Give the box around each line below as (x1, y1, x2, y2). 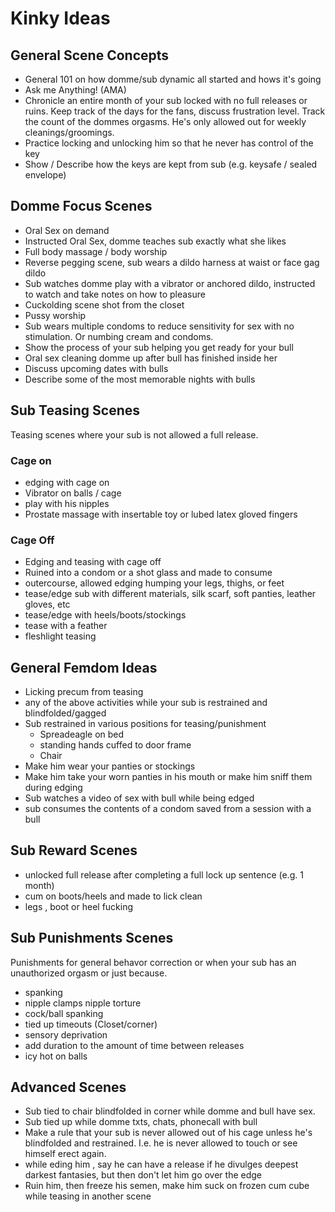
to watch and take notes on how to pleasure (24, 288, 206, 300)
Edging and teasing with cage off (24, 556, 162, 568)
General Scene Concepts (10, 47, 170, 64)
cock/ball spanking (24, 1007, 104, 1019)
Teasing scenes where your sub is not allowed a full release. (10, 428, 259, 441)
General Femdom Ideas (10, 659, 158, 676)
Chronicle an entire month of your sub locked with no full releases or (24, 95, 308, 106)
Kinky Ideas (10, 7, 111, 30)
